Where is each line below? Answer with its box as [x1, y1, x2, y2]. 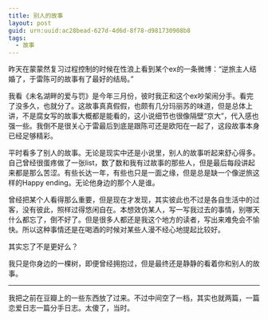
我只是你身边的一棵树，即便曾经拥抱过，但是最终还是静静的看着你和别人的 [8, 259, 253, 268]
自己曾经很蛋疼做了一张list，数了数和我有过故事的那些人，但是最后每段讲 [8, 158, 249, 168]
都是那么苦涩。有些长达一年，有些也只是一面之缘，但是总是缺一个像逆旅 [14, 168, 253, 178]
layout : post [8, 19, 52, 27]
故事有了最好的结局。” [63, 74, 134, 84]
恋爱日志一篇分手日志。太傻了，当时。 [8, 303, 134, 313]
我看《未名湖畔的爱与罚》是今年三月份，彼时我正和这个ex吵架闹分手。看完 [8, 91, 254, 101]
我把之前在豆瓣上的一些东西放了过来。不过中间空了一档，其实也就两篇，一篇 [8, 293, 260, 303]
